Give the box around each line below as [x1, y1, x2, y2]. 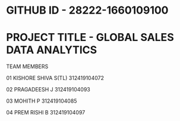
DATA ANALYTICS [6, 43, 97, 57]
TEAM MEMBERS [6, 63, 49, 70]
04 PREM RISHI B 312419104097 [6, 109, 86, 116]
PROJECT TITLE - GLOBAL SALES [6, 31, 174, 44]
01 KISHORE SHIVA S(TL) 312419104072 [6, 75, 105, 82]
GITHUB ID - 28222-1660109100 [6, 4, 169, 17]
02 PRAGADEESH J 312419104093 [6, 86, 90, 93]
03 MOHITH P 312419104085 [6, 97, 77, 104]
